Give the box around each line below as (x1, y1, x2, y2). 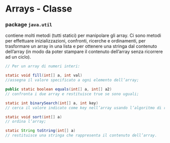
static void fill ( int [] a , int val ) (5, 73, 82, 78)
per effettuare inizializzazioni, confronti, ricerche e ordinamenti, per (5, 38, 146, 44)
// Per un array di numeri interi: (5, 64, 80, 69)
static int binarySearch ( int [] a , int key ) (5, 101, 99, 106)
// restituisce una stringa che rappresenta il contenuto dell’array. (5, 133, 157, 138)
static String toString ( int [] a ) (5, 128, 76, 133)
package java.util (5, 21, 52, 28)
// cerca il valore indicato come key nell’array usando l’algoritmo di (5, 105, 162, 110)
